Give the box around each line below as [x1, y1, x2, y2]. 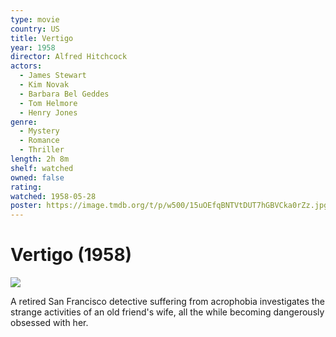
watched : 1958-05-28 [10, 191, 97, 201]
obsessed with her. [10, 317, 89, 329]
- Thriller [19, 145, 65, 155]
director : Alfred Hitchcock [10, 52, 128, 62]
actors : [10, 61, 43, 71]
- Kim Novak [19, 80, 70, 90]
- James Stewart [19, 71, 87, 81]
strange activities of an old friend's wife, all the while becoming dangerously [10, 306, 325, 318]
